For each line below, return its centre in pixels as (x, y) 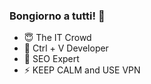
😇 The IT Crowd (57, 38)
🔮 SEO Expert (51, 59)
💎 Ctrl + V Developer (66, 48)
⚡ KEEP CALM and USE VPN (82, 70)
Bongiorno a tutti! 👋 (57, 16)
